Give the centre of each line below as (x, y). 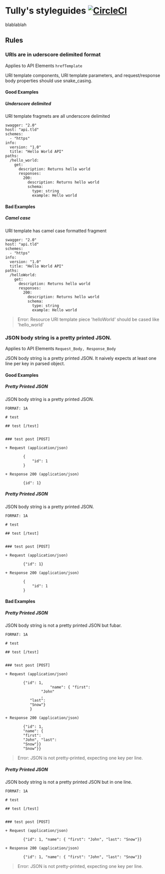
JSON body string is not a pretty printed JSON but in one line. (69, 782)
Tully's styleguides (46, 11)
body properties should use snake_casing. (49, 81)
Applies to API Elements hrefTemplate (44, 66)
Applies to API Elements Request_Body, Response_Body (60, 349)
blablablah (16, 25)
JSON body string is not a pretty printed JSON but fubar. (63, 625)
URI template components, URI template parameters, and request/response (83, 75)
